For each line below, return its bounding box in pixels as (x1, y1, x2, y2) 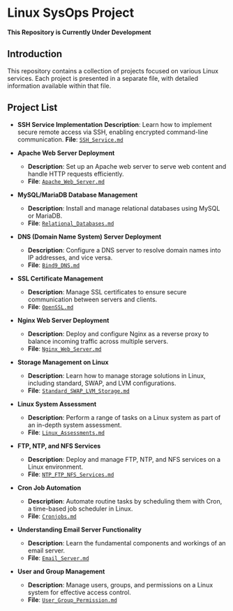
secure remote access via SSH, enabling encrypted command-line (17, 128, 209, 136)
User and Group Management (17, 567, 105, 575)
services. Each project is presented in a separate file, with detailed (7, 74, 199, 82)
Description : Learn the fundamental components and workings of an (27, 538, 226, 547)
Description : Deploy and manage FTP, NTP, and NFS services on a (27, 455, 221, 463)
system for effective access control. (27, 588, 131, 596)
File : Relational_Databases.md (27, 218, 114, 227)
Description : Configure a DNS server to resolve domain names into (27, 246, 221, 254)
